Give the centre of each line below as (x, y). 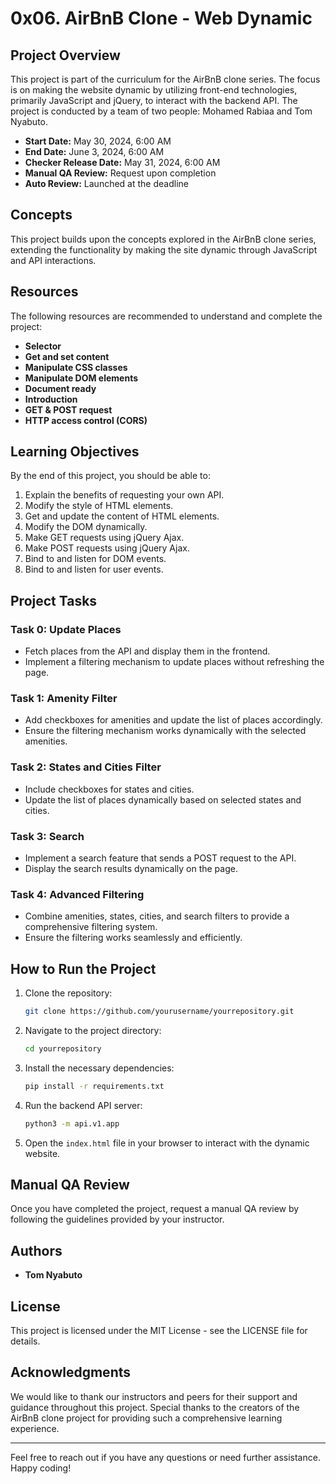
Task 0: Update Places (66, 629)
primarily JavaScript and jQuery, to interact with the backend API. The (154, 100)
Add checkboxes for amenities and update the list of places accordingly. (173, 720)
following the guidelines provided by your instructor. (117, 1219)
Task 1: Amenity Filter (64, 699)
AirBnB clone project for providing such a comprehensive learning (146, 1418)
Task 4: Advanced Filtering (77, 894)
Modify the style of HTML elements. (99, 506)
